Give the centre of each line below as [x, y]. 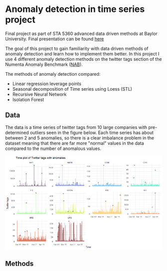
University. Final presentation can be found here [55, 39]
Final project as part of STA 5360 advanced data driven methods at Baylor [82, 33]
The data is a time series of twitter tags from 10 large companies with [76, 127]
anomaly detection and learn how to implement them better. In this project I [82, 54]
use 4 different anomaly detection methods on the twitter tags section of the [83, 59]
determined [17, 133]
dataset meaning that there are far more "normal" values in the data [75, 143]
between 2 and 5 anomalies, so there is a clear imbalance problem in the [80, 137]
